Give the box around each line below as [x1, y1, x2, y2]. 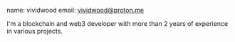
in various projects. [6, 27, 63, 35]
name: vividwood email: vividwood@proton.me [6, 6, 144, 14]
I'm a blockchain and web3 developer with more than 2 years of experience [6, 20, 229, 27]
